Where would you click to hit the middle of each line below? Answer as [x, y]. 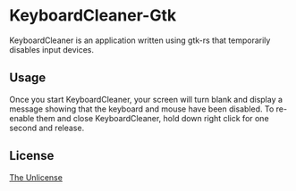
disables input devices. [51, 49]
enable [22, 118]
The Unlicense [36, 177]
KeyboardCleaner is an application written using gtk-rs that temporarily [140, 40]
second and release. [47, 128]
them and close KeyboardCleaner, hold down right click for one [153, 118]
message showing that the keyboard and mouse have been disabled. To [142, 109]
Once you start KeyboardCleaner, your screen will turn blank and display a [146, 99]
